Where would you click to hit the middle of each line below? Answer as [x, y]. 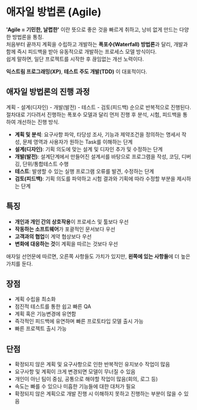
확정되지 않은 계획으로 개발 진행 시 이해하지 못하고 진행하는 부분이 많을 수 [98, 394]
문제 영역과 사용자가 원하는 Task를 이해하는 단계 [78, 141]
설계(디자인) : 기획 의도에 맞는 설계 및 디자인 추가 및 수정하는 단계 [89, 149]
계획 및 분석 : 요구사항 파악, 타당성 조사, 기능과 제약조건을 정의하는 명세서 [97, 134]
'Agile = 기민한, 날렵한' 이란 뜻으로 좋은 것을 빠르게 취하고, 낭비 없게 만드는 [92, 29]
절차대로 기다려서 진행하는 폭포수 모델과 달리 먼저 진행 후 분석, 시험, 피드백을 [94, 114]
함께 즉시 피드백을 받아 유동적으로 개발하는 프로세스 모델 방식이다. [81, 51]
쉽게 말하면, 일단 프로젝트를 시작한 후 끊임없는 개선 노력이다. [75, 59]
